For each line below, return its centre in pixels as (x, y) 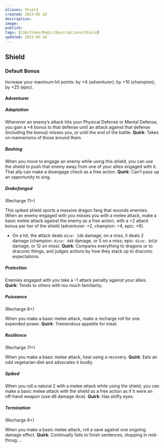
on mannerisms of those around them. (44, 138)
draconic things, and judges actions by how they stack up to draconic (82, 251)
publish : (14, 28)
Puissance (16, 296)
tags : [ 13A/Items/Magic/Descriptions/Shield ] (52, 32)
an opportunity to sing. (28, 177)
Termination (18, 408)
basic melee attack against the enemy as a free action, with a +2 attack (77, 221)
